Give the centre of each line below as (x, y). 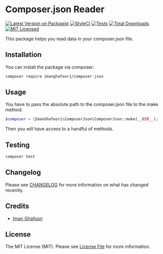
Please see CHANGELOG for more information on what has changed (77, 185)
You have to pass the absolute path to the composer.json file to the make (82, 104)
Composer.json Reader (55, 9)
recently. (15, 190)
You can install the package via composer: (50, 67)
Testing (18, 145)
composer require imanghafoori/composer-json (54, 76)
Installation (23, 55)
